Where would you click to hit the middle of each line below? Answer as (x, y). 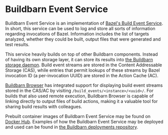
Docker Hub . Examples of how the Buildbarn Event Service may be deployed (84, 121)
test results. (17, 44)
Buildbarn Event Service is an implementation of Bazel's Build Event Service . (84, 23)
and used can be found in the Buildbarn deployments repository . (72, 127)
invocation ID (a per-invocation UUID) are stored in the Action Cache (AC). (82, 75)
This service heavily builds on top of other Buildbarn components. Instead (81, 54)
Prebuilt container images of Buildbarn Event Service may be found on (78, 116)
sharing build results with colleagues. (44, 106)
